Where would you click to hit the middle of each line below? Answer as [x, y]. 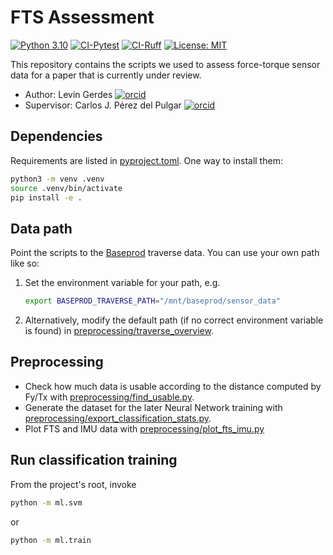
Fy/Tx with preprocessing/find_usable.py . [109, 397]
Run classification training [94, 460]
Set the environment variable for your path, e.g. [122, 283]
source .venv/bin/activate [66, 188]
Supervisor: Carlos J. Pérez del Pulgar [103, 105]
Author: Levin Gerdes [68, 94]
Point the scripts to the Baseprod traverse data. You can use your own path [165, 253]
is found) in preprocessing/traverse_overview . [119, 331]
